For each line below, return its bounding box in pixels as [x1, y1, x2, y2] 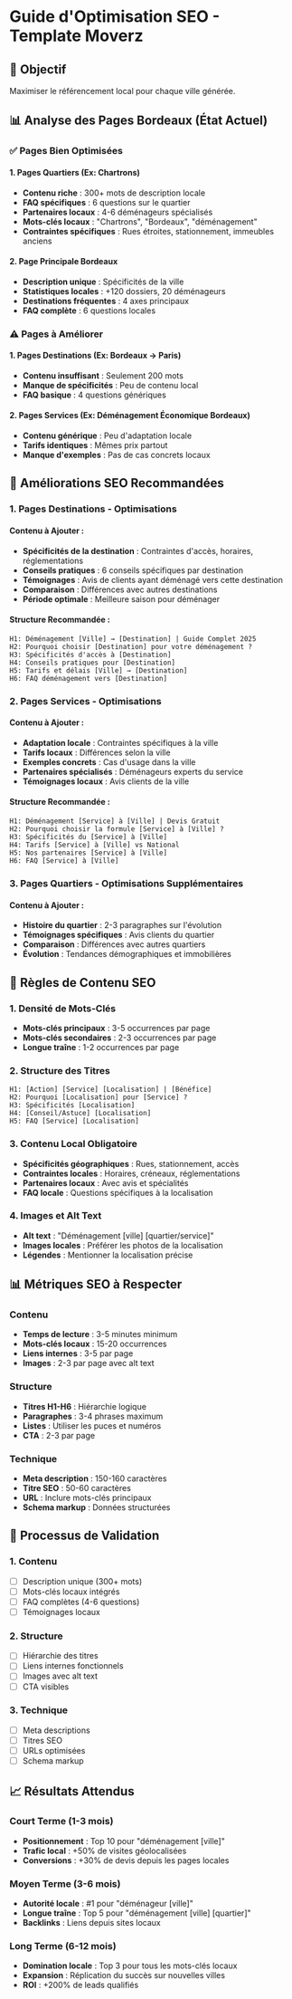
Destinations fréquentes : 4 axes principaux [22, 295, 190, 306]
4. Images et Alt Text [9, 1210, 102, 1222]
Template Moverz [9, 25, 144, 46]
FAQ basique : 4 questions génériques [22, 389, 167, 400]
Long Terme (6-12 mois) [9, 1940, 117, 1953]
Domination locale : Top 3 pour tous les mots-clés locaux [22, 1960, 238, 1971]
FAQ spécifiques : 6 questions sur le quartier [22, 196, 191, 207]
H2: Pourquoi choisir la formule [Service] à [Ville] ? [9, 825, 224, 834]
